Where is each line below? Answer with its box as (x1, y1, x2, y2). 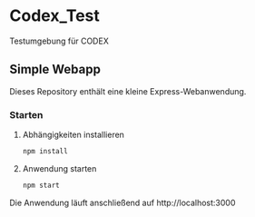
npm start (22, 181, 61, 190)
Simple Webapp (9, 62, 102, 77)
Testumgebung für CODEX (9, 35, 109, 46)
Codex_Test (9, 5, 100, 26)
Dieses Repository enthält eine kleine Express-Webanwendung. (9, 85, 247, 96)
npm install (22, 147, 68, 156)
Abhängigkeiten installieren (22, 129, 125, 141)
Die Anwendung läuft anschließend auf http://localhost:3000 (9, 197, 236, 208)
